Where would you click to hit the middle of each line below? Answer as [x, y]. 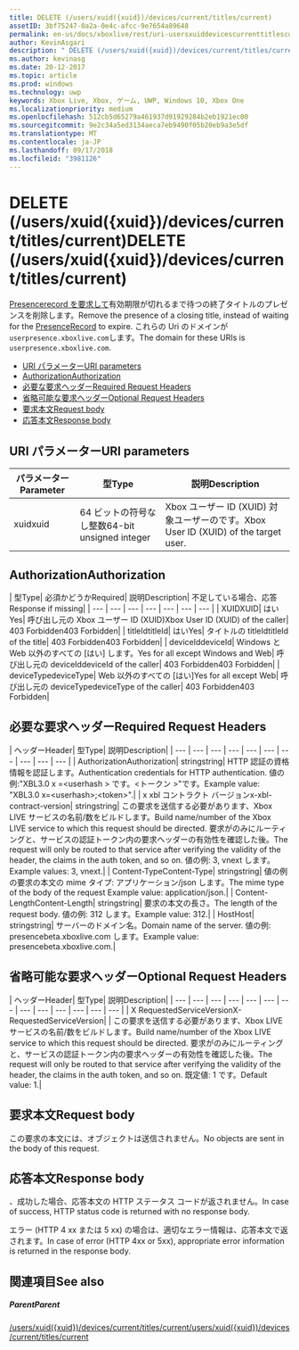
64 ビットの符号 [113, 512]
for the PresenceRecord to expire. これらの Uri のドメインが [119, 327]
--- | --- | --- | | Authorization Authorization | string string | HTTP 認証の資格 [154, 761]
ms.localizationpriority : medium [71, 109]
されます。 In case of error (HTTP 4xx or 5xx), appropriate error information [147, 1241]
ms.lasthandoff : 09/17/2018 [61, 150]
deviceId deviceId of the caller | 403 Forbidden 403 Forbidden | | [165, 665]
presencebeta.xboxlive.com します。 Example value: [104, 936]
